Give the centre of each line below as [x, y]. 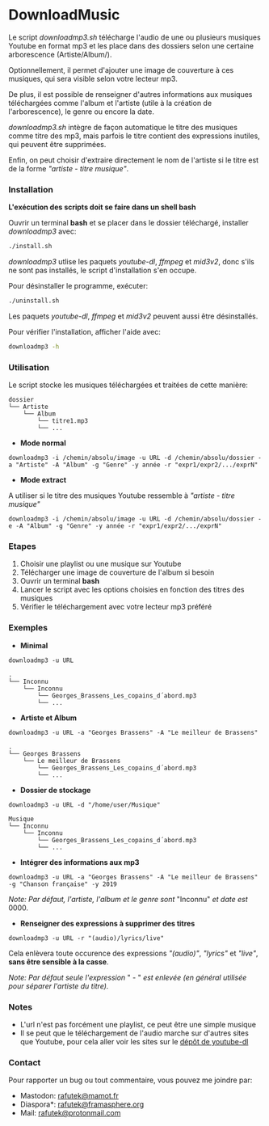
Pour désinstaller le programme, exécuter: [78, 286]
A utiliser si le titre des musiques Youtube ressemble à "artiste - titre [122, 496]
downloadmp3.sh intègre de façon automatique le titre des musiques [123, 127]
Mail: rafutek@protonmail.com [70, 1113]
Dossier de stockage [55, 790]
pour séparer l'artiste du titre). [59, 986]
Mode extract [43, 480]
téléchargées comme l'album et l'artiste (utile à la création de [110, 103]
